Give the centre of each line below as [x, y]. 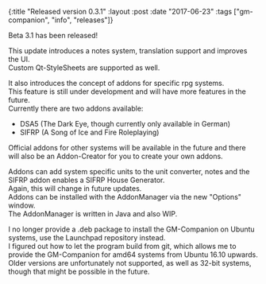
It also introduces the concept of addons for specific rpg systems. [116, 83]
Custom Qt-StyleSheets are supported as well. [84, 68]
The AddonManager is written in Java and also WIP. [93, 214]
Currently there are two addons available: [76, 108]
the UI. [19, 59]
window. [22, 205]
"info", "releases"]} [82, 20]
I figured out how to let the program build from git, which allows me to [122, 246]
